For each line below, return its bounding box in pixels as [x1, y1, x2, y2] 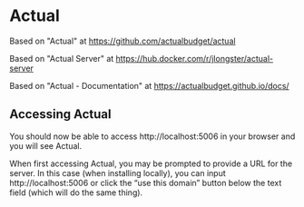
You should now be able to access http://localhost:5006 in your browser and [9, 131, 296, 142]
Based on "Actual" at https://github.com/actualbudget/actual [9, 35, 236, 46]
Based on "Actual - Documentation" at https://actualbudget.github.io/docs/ [9, 80, 289, 91]
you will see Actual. [9, 140, 83, 151]
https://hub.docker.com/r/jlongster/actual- [115, 53, 274, 64]
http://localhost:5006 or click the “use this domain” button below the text [9, 177, 282, 188]
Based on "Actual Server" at [9, 53, 114, 64]
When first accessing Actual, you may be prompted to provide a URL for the [9, 158, 293, 169]
